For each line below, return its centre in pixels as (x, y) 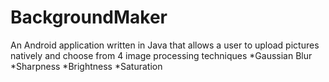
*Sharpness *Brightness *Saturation (86, 66)
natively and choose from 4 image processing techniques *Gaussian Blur (161, 55)
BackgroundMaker (89, 17)
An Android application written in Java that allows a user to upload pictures (165, 45)
